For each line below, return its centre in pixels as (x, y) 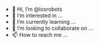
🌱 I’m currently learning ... (44, 22)
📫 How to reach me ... (40, 35)
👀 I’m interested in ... (37, 15)
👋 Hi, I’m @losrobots (37, 9)
